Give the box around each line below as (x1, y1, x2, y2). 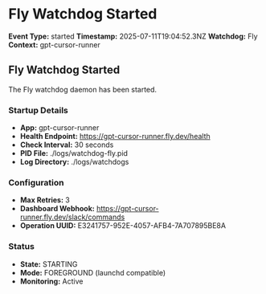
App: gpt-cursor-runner (19, 123, 100, 133)
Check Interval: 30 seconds (19, 140, 114, 149)
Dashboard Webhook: (19, 204, 95, 214)
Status (8, 241, 35, 252)
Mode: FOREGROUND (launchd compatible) (19, 267, 166, 277)
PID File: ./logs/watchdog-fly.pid (19, 149, 129, 158)
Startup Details (8, 104, 68, 116)
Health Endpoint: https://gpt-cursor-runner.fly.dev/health (19, 132, 211, 141)
